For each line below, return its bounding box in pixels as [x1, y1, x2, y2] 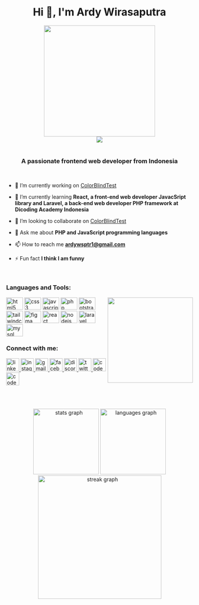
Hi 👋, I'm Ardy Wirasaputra [33, 5, 166, 19]
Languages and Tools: [6, 284, 71, 292]
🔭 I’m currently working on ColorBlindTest [14, 182, 117, 189]
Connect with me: [6, 344, 59, 352]
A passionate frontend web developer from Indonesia [21, 157, 178, 165]
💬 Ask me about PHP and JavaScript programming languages [14, 229, 168, 236]
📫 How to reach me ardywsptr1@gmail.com [14, 241, 126, 248]
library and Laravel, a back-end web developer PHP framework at [14, 200, 179, 207]
